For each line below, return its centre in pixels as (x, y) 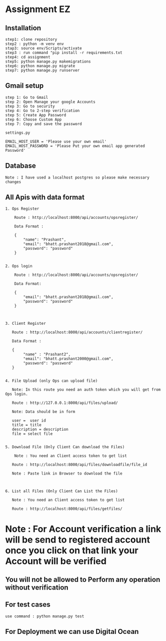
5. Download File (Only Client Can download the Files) (65, 447)
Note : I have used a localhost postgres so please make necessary (77, 178)
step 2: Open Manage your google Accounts (50, 102)
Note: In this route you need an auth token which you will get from (86, 390)
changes (13, 182)
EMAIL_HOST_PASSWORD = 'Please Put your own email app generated (75, 146)
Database (21, 166)
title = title (27, 425)
